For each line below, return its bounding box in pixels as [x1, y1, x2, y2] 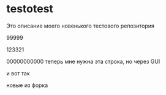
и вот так [6, 69, 30, 77]
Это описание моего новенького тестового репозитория [6, 22, 155, 29]
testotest [6, 2, 54, 16]
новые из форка [6, 82, 48, 89]
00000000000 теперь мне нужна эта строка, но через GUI [6, 58, 160, 65]
